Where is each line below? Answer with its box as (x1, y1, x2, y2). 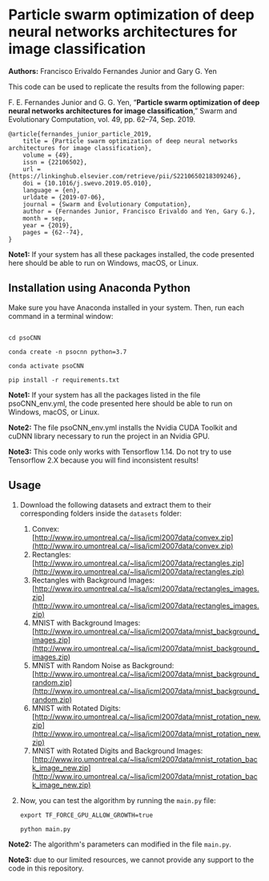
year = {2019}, (22, 221, 74, 230)
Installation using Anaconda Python (8, 281, 191, 295)
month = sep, (22, 214, 66, 222)
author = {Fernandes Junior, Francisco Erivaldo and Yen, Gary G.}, (22, 207, 256, 215)
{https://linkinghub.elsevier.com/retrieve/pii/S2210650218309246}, (8, 172, 242, 180)
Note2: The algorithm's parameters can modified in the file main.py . (8, 839, 232, 849)
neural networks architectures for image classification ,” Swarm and (8, 106, 238, 116)
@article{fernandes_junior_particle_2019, (8, 130, 152, 138)
